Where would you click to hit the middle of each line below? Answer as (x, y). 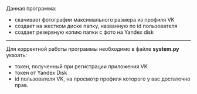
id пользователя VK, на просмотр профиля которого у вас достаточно (102, 79)
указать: (17, 55)
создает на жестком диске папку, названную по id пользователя (96, 26)
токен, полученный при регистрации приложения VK (81, 66)
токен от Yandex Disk (41, 73)
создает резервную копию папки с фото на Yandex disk (84, 32)
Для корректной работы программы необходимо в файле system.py (93, 49)
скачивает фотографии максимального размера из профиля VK (94, 20)
